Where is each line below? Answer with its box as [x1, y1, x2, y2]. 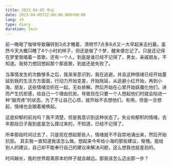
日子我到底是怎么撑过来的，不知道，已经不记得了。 [18, 121, 126, 127]
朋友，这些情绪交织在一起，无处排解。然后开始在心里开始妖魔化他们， [14, 84, 162, 90]
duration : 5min [5, 27, 38, 32]
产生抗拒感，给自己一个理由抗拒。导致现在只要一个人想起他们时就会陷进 [9, 91, 162, 97]
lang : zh [5, 17, 24, 22]
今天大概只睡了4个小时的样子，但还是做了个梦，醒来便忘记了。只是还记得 [9, 48, 165, 54]
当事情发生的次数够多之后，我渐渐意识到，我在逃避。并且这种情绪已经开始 [5, 71, 162, 77]
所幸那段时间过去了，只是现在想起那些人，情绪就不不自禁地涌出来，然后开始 [5, 132, 167, 138]
